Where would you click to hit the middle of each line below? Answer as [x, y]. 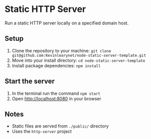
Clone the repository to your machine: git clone [62, 50]
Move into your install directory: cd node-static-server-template [78, 60]
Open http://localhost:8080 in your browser [57, 99]
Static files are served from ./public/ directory [60, 126]
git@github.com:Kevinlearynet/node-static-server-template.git [79, 55]
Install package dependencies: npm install [56, 65]
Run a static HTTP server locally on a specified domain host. [67, 23]
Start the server [30, 81]
